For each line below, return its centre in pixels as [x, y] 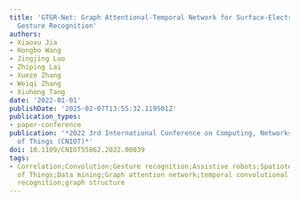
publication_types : [45, 117]
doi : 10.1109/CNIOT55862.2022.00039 [77, 149]
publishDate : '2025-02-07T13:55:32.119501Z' [93, 109]
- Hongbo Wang [36, 51]
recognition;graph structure [71, 183]
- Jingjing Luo [37, 59]
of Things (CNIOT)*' [55, 141]
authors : [25, 34]
